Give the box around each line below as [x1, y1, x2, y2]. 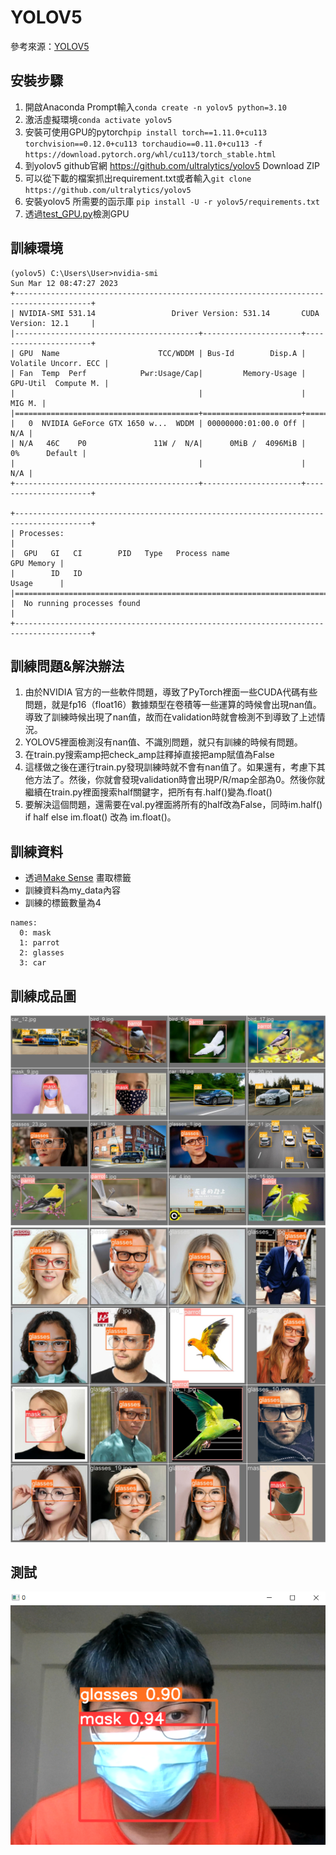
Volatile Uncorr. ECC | [10, 358, 110, 368]
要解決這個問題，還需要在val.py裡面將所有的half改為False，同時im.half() [24, 799, 323, 811]
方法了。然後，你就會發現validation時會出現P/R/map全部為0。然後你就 [33, 774, 325, 786]
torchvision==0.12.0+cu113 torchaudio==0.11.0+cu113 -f [24, 139, 263, 149]
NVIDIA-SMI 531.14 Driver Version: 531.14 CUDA [19, 308, 320, 318]
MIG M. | [10, 398, 47, 408]
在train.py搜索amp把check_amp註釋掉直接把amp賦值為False [24, 749, 275, 761]
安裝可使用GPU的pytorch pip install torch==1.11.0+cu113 [24, 126, 268, 138]
